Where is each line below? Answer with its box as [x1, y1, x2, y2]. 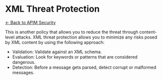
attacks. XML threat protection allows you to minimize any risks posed [15, 34, 158, 40]
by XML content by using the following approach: [5, 39, 105, 45]
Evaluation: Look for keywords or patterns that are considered [12, 54, 138, 60]
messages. [12, 69, 35, 75]
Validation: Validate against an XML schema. [12, 49, 102, 55]
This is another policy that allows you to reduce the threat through [5, 29, 138, 35]
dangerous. [12, 59, 36, 65]
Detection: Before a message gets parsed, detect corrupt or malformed [12, 64, 157, 70]
